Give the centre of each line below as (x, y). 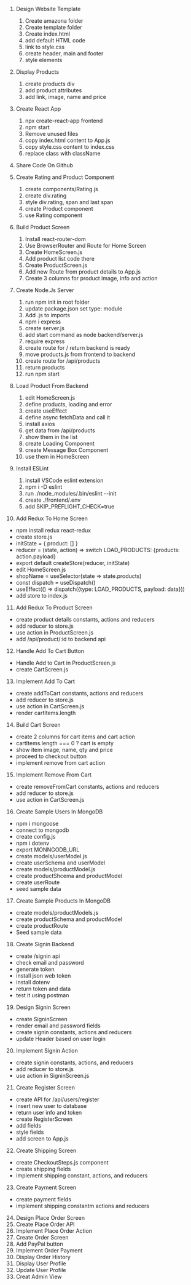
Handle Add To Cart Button (50, 651)
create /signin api (38, 956)
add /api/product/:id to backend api (61, 639)
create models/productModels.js (57, 913)
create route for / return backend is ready (78, 348)
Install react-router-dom (55, 239)
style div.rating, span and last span (69, 202)
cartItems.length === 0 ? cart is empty (65, 743)
